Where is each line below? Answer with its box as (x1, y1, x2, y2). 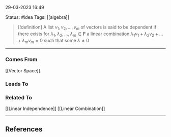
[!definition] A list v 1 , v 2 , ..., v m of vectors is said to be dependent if (17, 24, 157, 31)
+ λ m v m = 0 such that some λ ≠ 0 (17, 37, 89, 45)
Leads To (5, 80, 28, 87)
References (5, 125, 43, 134)
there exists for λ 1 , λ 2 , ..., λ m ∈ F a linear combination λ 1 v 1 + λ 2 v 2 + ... (17, 31, 163, 38)
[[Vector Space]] (5, 67, 41, 73)
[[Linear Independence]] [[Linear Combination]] (5, 105, 105, 112)
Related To (5, 94, 32, 101)
